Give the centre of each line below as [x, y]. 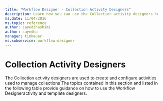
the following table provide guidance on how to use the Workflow [70, 88]
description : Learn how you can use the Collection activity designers [79, 14]
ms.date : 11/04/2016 [26, 18]
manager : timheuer [24, 37]
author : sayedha [21, 32]
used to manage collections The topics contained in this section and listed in [81, 83]
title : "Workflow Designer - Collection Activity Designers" [68, 9]
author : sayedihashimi [28, 27]
